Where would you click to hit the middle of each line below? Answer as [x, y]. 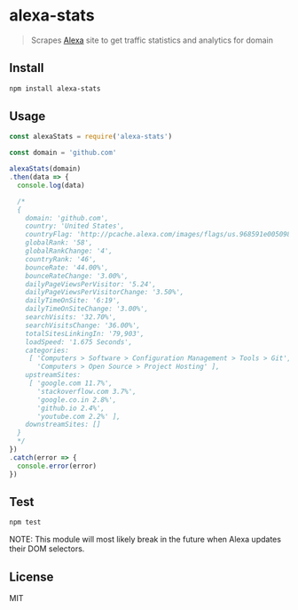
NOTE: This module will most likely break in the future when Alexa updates [145, 540]
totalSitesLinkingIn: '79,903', [85, 333]
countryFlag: [49, 235]
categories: [47, 350]
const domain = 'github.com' [63, 153]
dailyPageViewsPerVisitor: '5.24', [91, 284]
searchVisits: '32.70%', [71, 317]
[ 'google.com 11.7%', [71, 383]
